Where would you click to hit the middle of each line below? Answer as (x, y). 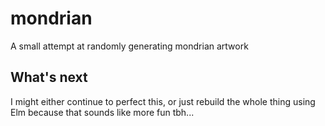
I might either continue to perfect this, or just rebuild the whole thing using (163, 101)
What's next (49, 77)
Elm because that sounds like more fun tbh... (102, 112)
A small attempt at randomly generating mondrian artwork (129, 46)
